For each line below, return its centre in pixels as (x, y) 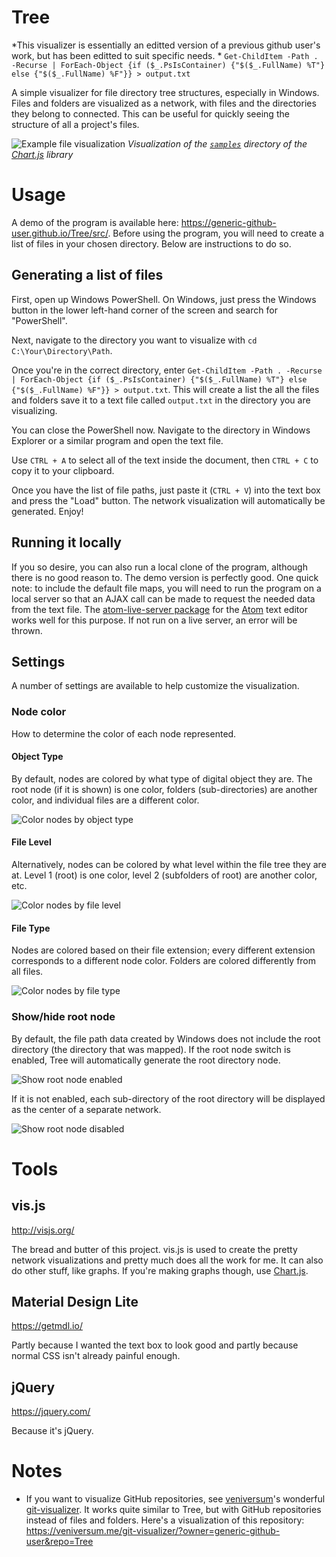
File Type (31, 928)
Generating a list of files (87, 275)
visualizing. (34, 410)
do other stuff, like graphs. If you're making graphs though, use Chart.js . (160, 1270)
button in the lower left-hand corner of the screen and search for (144, 310)
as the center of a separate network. (86, 1109)
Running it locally (66, 542)
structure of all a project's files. (75, 124)
